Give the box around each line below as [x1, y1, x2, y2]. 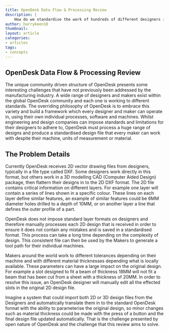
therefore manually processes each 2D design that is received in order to [5, 222, 157, 228]
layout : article [5, 31, 39, 36]
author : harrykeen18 [5, 21, 49, 27]
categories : [5, 36, 30, 41]
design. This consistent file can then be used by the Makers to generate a [5, 238, 158, 244]
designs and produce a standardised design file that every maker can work [5, 130, 161, 136]
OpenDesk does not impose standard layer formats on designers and [5, 216, 148, 222]
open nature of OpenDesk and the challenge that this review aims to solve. [5, 321, 160, 327]
